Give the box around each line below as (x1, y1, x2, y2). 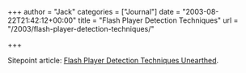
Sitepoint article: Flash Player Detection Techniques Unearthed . (7, 56, 219, 65)
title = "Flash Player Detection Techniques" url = (78, 15, 239, 25)
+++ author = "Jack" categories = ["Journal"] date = (7, 7, 181, 16)
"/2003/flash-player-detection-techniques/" (7, 24, 155, 33)
